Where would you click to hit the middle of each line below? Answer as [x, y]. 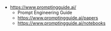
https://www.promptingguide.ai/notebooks [62, 23]
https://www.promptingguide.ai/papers [58, 18]
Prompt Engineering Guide [45, 12]
